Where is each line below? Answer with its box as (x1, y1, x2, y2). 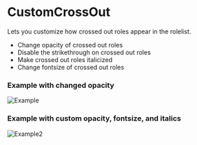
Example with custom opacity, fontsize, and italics (7, 114, 182, 123)
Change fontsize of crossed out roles (17, 63, 124, 71)
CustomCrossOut (7, 4, 110, 20)
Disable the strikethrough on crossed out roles (17, 48, 152, 56)
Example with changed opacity (7, 80, 115, 90)
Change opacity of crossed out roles (17, 40, 124, 49)
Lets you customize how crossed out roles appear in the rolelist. (7, 27, 191, 36)
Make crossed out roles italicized (17, 55, 113, 63)
